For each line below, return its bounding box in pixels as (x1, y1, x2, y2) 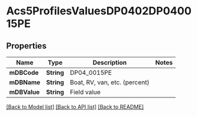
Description (92, 59, 127, 66)
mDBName (9, 78, 41, 86)
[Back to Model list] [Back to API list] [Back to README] (6, 103, 144, 110)
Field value (70, 88, 101, 96)
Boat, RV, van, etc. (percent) (70, 78, 150, 86)
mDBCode (9, 69, 39, 77)
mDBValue (9, 88, 40, 96)
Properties (6, 41, 47, 51)
